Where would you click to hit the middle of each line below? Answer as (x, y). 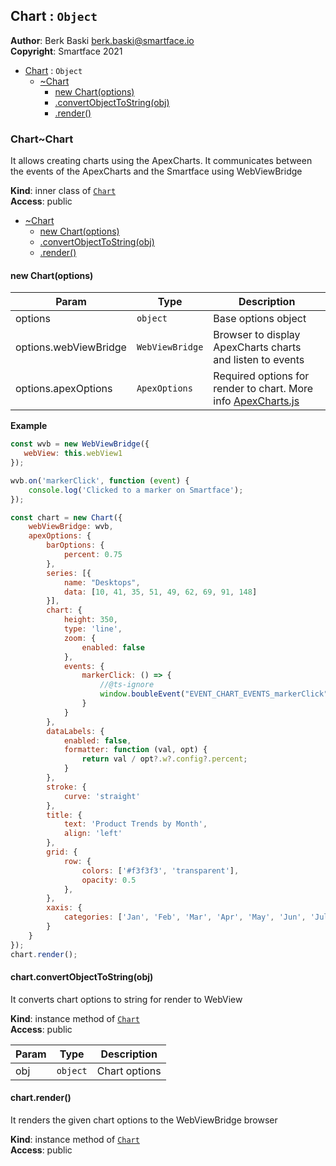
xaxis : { (64, 908)
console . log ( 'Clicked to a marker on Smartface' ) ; (136, 490)
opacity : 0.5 (109, 880)
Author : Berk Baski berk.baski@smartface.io (102, 40)
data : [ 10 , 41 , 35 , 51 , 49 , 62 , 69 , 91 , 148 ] (160, 592)
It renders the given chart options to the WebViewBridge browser (144, 1120)
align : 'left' (93, 834)
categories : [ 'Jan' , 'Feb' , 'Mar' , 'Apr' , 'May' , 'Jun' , (185, 917)
